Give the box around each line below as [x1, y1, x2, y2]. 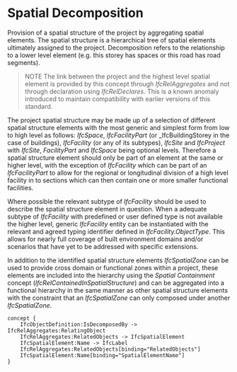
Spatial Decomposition [7, 5, 144, 21]
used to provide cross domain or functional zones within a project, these [7, 263, 219, 272]
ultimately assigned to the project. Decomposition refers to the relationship [7, 43, 225, 52]
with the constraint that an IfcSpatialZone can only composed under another [7, 293, 231, 302]
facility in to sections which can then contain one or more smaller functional [7, 175, 229, 185]
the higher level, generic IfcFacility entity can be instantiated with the [7, 219, 209, 228]
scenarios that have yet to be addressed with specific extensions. [7, 242, 199, 250]
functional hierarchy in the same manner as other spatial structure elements [7, 286, 229, 294]
